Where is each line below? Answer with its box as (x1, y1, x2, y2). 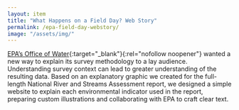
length (7, 79, 26, 89)
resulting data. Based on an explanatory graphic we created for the (7, 72, 204, 81)
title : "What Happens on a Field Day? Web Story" (7, 17, 158, 24)
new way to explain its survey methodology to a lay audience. (7, 57, 188, 66)
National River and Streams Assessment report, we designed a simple (27, 79, 232, 89)
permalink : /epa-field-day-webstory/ (7, 23, 119, 31)
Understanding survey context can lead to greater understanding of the (7, 65, 217, 73)
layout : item (7, 10, 46, 18)
